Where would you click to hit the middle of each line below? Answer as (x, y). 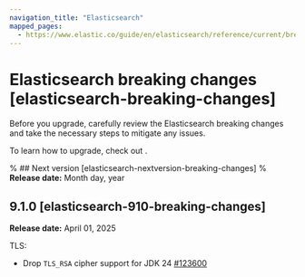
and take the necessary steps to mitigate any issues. (108, 133)
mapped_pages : (36, 26)
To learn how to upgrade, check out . (79, 151)
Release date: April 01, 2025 (63, 228)
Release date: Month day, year (67, 178)
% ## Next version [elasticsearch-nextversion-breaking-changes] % (138, 168)
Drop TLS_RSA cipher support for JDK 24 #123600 (114, 263)
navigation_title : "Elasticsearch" (77, 18)
